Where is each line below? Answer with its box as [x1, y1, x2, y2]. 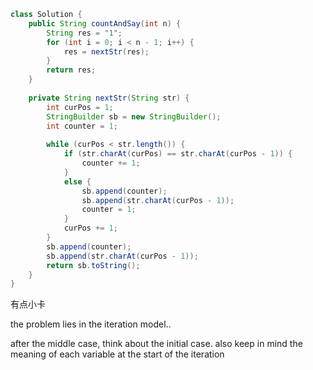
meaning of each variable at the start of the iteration [10, 348, 225, 360]
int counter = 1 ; [46, 121, 118, 131]
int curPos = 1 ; [46, 102, 114, 112]
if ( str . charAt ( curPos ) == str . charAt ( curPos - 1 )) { [63, 149, 293, 159]
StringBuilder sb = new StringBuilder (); [46, 111, 222, 122]
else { [63, 176, 92, 187]
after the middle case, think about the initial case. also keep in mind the [10, 338, 303, 350]
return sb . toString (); [46, 260, 141, 270]
